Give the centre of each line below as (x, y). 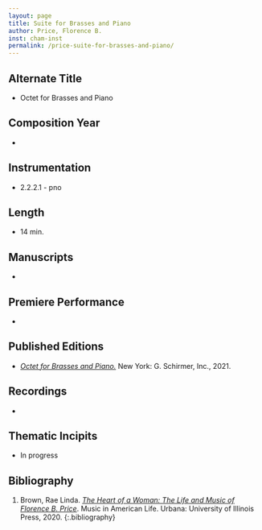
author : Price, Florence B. (55, 31)
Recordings (38, 391)
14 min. (32, 232)
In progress (39, 455)
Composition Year (54, 123)
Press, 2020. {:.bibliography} (68, 517)
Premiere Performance (66, 302)
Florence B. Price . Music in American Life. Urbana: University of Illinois (137, 509)
